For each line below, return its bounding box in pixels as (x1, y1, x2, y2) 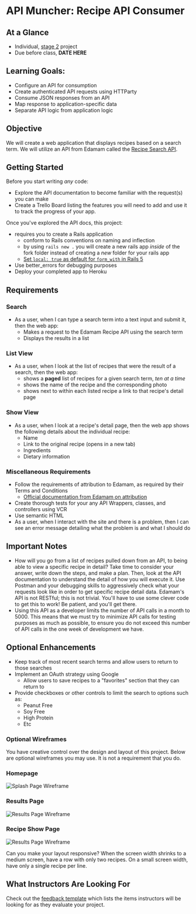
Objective (6, 124, 43, 134)
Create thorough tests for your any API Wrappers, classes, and (14, 500, 166, 507)
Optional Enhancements (6, 643, 96, 653)
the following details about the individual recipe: (14, 428, 130, 435)
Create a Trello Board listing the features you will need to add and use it (14, 202, 187, 209)
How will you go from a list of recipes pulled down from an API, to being (14, 557, 188, 564)
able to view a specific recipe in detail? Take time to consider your (14, 563, 174, 570)
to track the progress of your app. (14, 208, 97, 215)
